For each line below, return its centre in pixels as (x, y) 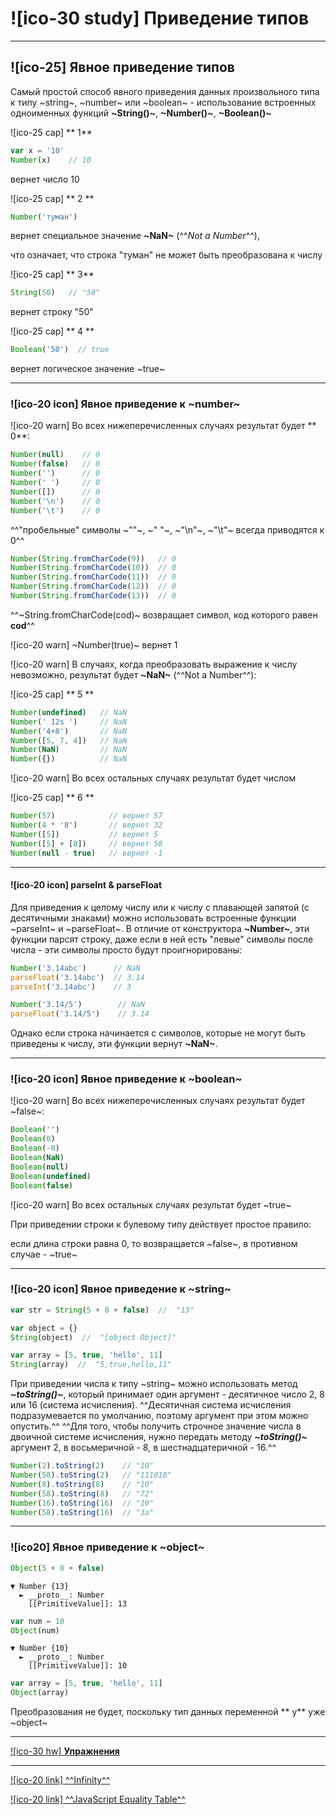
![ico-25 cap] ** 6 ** (52, 798)
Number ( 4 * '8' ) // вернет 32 (86, 825)
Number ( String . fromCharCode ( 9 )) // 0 (93, 558)
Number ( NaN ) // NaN (69, 750)
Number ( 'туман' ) (44, 217)
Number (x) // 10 (51, 160)
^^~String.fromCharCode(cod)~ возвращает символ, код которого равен (164, 614)
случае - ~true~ (44, 1254)
